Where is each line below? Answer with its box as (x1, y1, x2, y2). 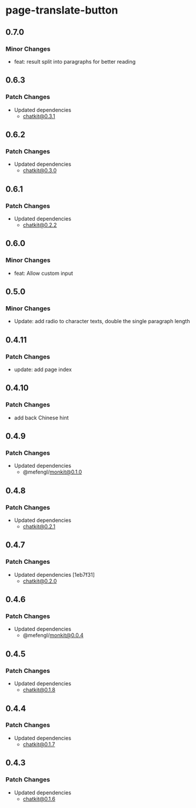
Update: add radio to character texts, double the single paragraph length (14, 318, 190, 325)
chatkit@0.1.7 (22, 741, 55, 748)
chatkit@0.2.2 (22, 221, 57, 228)
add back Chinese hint (14, 414, 69, 421)
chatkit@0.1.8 (22, 687, 55, 694)
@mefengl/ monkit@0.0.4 (22, 632, 84, 639)
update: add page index (14, 366, 72, 373)
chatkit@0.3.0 (22, 167, 57, 174)
